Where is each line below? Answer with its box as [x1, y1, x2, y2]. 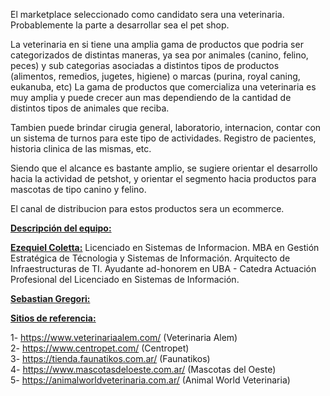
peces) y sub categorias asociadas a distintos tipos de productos [10, 60, 280, 71]
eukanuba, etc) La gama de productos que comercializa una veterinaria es [10, 81, 317, 93]
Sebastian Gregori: [10, 293, 91, 304]
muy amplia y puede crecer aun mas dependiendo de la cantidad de [10, 92, 292, 103]
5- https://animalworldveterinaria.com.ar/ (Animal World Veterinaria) [10, 374, 291, 386]
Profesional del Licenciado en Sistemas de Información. [10, 274, 240, 285]
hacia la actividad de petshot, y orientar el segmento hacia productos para [10, 173, 317, 184]
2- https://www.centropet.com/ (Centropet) [10, 342, 190, 354]
